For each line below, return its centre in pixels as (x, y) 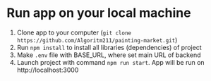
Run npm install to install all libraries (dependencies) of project (109, 47)
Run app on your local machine (99, 13)
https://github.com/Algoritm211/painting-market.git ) (97, 39)
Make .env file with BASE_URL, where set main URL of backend (109, 55)
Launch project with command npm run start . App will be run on (111, 62)
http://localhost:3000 (48, 70)
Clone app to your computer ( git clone (74, 32)
